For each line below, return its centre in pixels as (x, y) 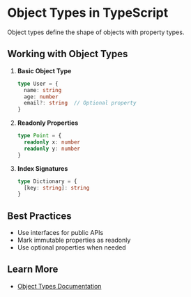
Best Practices (39, 216)
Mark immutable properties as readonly (74, 240)
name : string (43, 90)
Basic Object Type (44, 70)
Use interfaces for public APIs (60, 233)
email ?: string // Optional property (80, 103)
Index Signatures (43, 168)
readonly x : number (52, 142)
